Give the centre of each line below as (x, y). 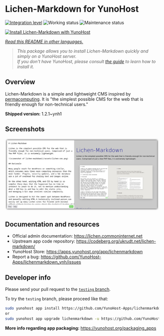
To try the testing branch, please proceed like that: (57, 299)
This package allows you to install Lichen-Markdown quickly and (83, 51)
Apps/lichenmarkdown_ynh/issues (47, 262)
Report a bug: (26, 257)
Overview (20, 82)
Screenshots (25, 129)
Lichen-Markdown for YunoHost (72, 9)
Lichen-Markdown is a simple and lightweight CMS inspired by (68, 94)
